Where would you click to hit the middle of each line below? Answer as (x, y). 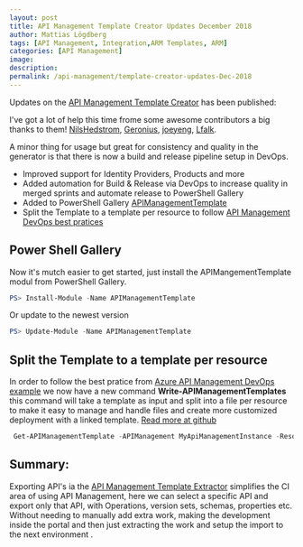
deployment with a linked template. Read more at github (113, 420)
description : (34, 69)
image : (22, 60)
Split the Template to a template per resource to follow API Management (156, 212)
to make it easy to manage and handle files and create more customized (143, 411)
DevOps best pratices (63, 221)
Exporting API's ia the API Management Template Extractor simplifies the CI (150, 486)
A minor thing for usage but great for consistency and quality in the (134, 146)
